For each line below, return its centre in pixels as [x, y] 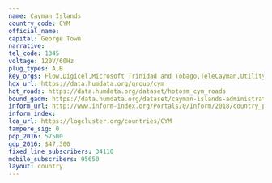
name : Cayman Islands [45, 16]
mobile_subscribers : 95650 [54, 159]
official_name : [34, 31]
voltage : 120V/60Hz [41, 62]
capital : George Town [45, 38]
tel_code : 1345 [34, 53]
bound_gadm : [28, 99]
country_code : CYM [39, 23]
